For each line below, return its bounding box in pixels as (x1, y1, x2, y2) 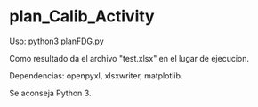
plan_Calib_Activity (9, 6, 155, 27)
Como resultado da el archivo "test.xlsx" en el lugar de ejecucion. (9, 53, 250, 63)
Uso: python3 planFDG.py (9, 36, 104, 46)
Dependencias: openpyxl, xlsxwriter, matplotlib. (9, 70, 183, 81)
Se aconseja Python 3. (9, 87, 92, 98)
